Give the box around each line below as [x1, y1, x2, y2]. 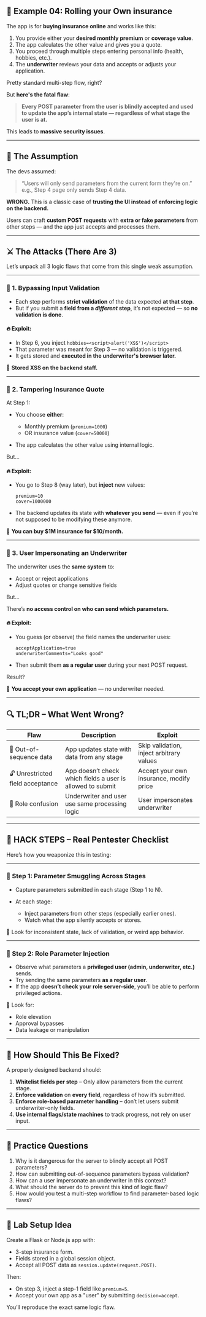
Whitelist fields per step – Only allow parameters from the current [15, 1078, 183, 1085]
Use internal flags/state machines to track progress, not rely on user [15, 1111, 191, 1118]
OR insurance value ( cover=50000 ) [24, 430, 110, 437]
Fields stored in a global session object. [15, 1254, 115, 1262]
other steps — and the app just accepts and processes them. [6, 222, 161, 230]
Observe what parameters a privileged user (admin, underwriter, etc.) [15, 963, 195, 971]
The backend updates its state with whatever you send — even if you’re [15, 509, 198, 517]
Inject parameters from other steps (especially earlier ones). [24, 910, 177, 917]
